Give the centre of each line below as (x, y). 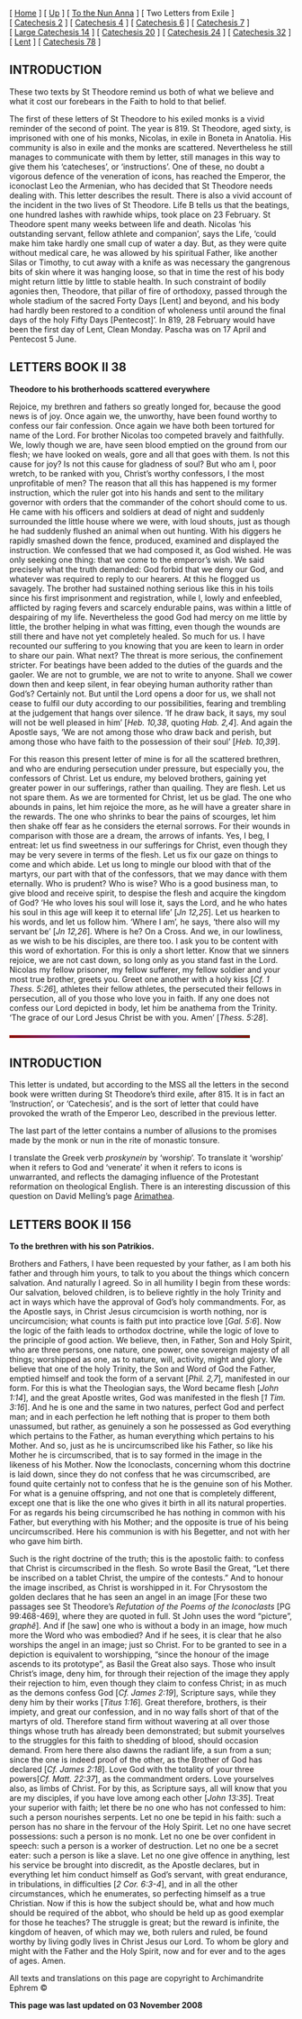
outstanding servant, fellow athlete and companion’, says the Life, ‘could (143, 233)
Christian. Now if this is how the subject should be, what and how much (142, 1904)
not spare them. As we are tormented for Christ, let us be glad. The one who (151, 797)
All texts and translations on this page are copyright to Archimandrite (137, 1978)
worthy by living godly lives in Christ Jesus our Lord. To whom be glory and (149, 1942)
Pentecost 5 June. (43, 339)
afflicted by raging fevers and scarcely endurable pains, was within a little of (151, 607)
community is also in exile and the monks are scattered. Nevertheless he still (151, 147)
